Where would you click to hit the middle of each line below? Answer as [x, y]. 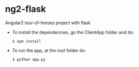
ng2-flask [26, 9]
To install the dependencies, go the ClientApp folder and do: [73, 32]
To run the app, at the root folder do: [49, 50]
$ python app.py [29, 59]
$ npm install [27, 41]
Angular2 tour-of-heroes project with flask [48, 23]
